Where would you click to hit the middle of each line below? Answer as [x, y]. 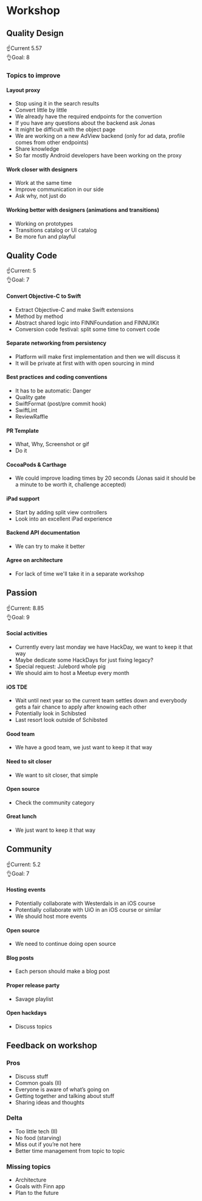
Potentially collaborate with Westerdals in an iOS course [85, 903]
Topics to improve [33, 75]
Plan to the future [37, 1193]
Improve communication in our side [59, 189]
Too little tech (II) [36, 1131]
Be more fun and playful [45, 236]
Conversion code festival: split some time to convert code [87, 329]
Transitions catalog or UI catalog [56, 230]
